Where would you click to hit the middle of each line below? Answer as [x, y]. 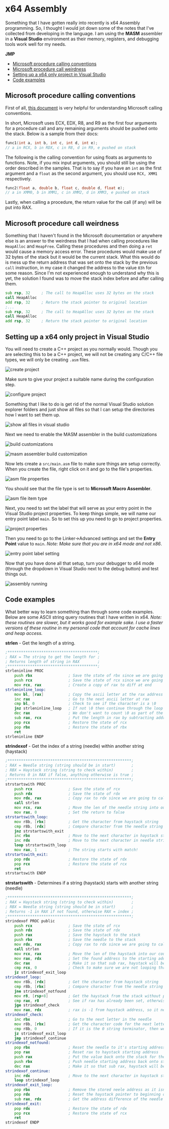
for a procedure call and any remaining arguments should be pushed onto [81, 128]
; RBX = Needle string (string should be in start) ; [70, 907]
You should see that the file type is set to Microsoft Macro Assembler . [78, 489]
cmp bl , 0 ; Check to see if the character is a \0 [85, 704]
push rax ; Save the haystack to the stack [77, 935]
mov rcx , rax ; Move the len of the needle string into [86, 808]
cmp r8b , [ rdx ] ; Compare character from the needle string [89, 826]
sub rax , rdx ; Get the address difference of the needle [89, 1099]
